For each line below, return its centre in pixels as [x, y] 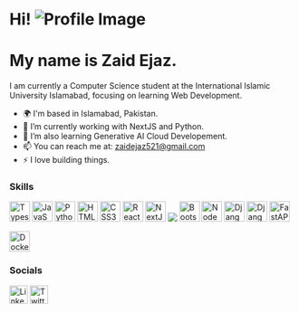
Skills [22, 187]
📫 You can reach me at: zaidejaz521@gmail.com [114, 147]
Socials [26, 270]
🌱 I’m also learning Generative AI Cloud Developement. [125, 137]
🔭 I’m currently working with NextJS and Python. [113, 127]
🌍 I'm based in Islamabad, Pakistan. [90, 114]
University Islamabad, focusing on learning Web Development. [126, 96]
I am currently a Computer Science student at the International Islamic [140, 86]
